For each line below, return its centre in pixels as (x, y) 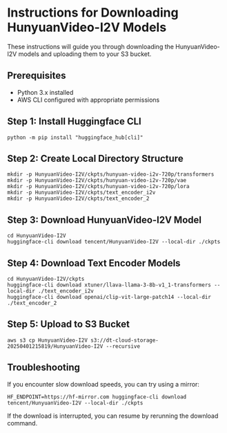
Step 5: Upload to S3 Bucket (68, 324)
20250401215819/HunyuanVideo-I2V (55, 346)
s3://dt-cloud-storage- (125, 340)
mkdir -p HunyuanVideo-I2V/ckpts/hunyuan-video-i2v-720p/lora (98, 187)
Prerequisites (37, 76)
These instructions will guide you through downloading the (91, 46)
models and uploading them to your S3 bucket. (85, 54)
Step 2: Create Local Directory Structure (96, 158)
